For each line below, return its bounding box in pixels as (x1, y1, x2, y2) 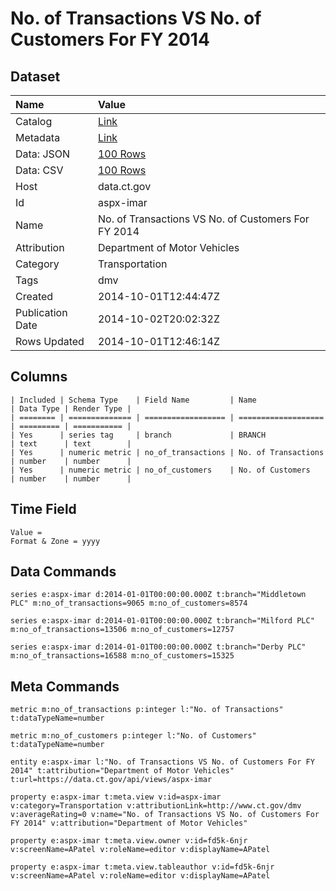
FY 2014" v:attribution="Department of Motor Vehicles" (10, 818, 248, 829)
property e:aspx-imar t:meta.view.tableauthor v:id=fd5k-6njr (10, 862, 275, 872)
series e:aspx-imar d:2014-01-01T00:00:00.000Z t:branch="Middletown (10, 590, 307, 600)
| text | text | (10, 438, 132, 449)
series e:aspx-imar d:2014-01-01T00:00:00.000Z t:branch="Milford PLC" (10, 616, 315, 626)
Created (15, 290, 54, 303)
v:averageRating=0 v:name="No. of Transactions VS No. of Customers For (10, 810, 320, 820)
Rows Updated (15, 335, 85, 348)
